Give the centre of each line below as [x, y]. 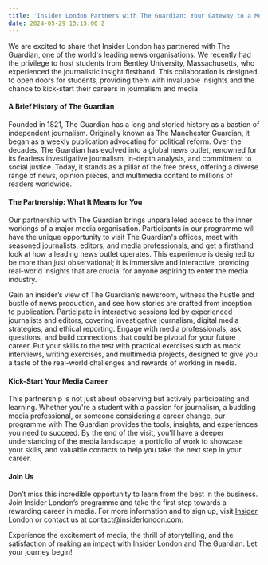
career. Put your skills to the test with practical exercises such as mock [125, 345]
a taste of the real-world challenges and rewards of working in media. [123, 362]
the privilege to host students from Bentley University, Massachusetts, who [132, 63]
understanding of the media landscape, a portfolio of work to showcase [126, 441]
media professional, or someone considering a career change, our [117, 416]
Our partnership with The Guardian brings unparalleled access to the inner [130, 220]
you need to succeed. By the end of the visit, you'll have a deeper [116, 433]
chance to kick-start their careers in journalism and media [103, 88]
